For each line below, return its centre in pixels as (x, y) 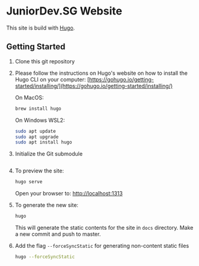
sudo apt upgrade (37, 137)
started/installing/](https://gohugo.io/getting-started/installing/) (94, 86)
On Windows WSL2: (40, 120)
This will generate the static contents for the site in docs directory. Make (104, 228)
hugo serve (29, 182)
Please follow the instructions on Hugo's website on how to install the (101, 73)
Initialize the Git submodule (49, 154)
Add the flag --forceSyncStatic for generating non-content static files (102, 246)
